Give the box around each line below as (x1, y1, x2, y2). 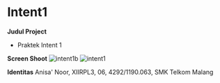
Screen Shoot (7, 54, 47, 63)
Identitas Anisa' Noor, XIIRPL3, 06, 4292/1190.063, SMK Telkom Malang (7, 68, 214, 76)
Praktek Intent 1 (17, 40, 62, 49)
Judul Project (7, 27, 47, 36)
